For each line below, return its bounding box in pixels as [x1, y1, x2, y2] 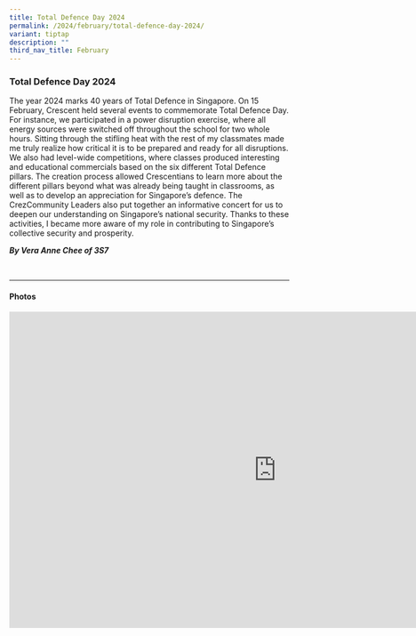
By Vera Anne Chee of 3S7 [9, 246, 109, 256]
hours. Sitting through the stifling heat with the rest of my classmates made [9, 133, 284, 144]
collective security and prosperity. [9, 228, 134, 238]
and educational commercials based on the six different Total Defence [9, 162, 267, 173]
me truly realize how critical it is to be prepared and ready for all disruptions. [9, 143, 289, 154]
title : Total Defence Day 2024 [9, 12, 125, 22]
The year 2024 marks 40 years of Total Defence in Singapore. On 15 [9, 95, 260, 107]
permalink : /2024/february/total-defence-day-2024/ [9, 21, 204, 30]
